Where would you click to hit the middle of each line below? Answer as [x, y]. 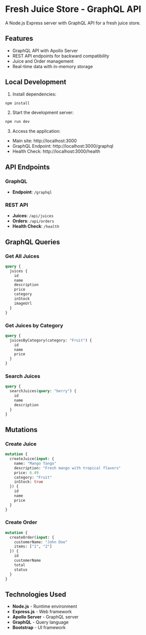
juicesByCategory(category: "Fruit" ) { [51, 340]
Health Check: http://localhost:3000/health [56, 151]
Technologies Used [36, 594]
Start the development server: [43, 112]
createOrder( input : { [32, 537]
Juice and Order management [43, 61]
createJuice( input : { [32, 459]
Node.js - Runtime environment [45, 606]
